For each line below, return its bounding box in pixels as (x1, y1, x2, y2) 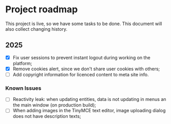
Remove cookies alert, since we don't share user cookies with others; (12, 66, 160, 72)
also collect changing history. (5, 26, 68, 32)
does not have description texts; (12, 113, 81, 119)
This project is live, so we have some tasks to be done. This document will (5, 20, 162, 27)
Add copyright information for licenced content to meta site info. (12, 71, 149, 77)
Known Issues (5, 85, 42, 92)
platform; (12, 60, 32, 66)
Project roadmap (5, 4, 78, 15)
